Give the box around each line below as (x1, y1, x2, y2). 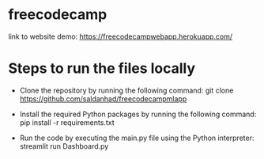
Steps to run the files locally (8, 59, 196, 78)
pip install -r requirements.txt (19, 117, 115, 127)
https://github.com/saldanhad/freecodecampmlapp (19, 93, 187, 104)
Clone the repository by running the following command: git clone (19, 85, 234, 95)
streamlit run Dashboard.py (19, 141, 109, 151)
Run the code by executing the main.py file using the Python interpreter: (19, 133, 255, 142)
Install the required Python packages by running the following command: (19, 109, 257, 119)
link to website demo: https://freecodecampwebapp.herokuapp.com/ (8, 32, 233, 41)
